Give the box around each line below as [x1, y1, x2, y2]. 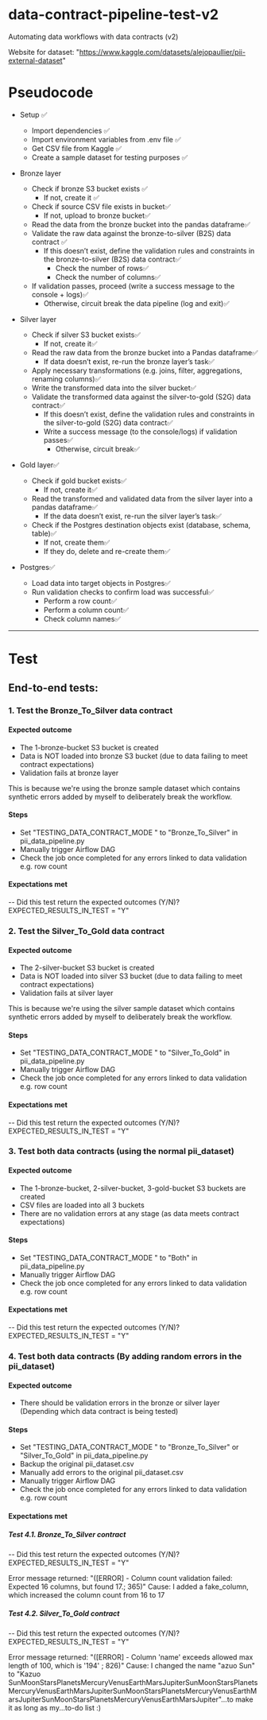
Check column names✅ [43, 614, 122, 623]
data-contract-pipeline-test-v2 [8, 6, 219, 24]
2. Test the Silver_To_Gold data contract [8, 925, 165, 936]
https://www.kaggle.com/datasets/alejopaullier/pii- [79, 47, 246, 56]
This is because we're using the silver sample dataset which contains [8, 1004, 235, 1013]
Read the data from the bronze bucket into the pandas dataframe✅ [31, 219, 251, 229]
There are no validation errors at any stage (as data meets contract [19, 1208, 240, 1218]
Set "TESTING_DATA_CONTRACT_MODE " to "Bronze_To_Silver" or [19, 1443, 239, 1452]
